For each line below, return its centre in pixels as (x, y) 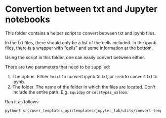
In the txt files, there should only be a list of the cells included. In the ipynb (81, 42)
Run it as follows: (22, 101)
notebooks (28, 19)
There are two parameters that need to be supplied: (58, 67)
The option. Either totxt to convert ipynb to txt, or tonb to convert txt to (85, 76)
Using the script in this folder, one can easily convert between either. (75, 57)
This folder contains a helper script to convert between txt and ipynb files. (81, 33)
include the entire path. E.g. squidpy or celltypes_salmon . (70, 92)
